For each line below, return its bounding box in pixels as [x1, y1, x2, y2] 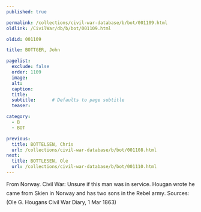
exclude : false [11, 64, 50, 70]
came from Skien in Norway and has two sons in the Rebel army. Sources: [6, 189, 190, 196]
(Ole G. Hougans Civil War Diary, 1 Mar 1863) [6, 198, 117, 205]
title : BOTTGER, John [6, 47, 61, 53]
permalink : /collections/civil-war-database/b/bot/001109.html [6, 19, 168, 26]
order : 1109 [11, 69, 42, 75]
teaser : [11, 103, 31, 109]
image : [11, 75, 28, 81]
